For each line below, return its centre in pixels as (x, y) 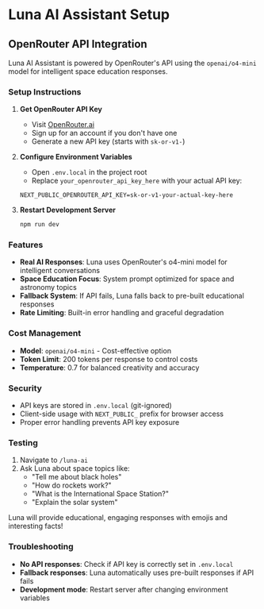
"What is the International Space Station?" (100, 494)
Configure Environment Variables (76, 157)
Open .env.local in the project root (89, 172)
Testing (23, 442)
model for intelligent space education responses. (88, 71)
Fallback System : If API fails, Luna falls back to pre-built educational (132, 296)
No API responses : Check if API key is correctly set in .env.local (126, 564)
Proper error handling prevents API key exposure (99, 422)
